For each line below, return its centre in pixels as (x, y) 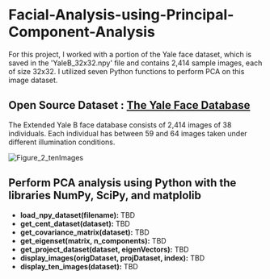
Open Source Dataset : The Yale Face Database (129, 105)
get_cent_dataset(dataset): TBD (75, 223)
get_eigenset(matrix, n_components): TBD (93, 240)
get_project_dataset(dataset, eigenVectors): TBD (104, 249)
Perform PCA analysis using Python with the (122, 183)
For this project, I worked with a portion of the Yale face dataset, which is (130, 54)
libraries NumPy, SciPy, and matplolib (105, 196)
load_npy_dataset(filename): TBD (78, 214)
